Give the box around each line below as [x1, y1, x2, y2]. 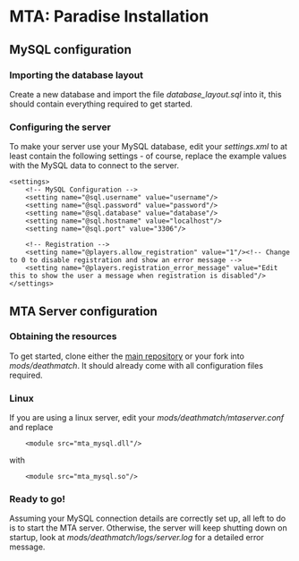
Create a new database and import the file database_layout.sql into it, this [9, 89, 282, 99]
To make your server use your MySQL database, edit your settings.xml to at [9, 141, 288, 152]
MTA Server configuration [9, 303, 158, 319]
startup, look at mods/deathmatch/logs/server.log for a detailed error [9, 532, 264, 543]
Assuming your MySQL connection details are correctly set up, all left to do [9, 513, 286, 524]
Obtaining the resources [9, 330, 117, 343]
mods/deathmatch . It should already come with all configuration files [9, 360, 264, 370]
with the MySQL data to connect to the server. [9, 160, 179, 171]
